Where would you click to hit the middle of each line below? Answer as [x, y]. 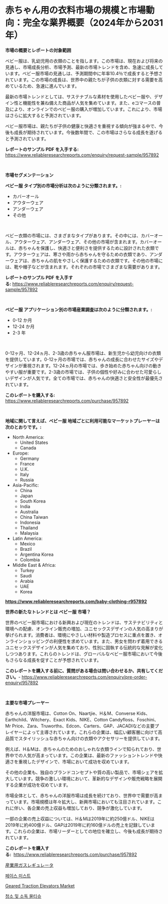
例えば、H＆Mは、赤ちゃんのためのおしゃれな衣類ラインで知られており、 [81, 749]
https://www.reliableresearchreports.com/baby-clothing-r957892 [76, 601]
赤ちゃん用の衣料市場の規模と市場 [76, 10]
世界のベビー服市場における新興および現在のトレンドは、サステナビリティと [84, 622]
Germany [29, 458]
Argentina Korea [37, 554]
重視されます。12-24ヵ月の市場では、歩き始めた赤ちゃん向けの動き [92, 365]
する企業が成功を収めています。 [38, 785]
